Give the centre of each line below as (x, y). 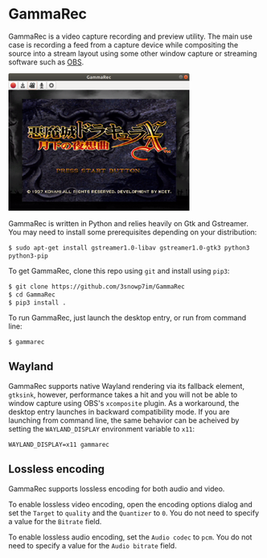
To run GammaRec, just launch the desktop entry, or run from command (127, 317)
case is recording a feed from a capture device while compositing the (123, 44)
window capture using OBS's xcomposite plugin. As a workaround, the (124, 403)
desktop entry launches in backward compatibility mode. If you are (119, 411)
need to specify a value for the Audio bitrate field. (92, 545)
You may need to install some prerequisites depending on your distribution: (133, 232)
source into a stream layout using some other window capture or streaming (133, 53)
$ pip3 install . (37, 303)
